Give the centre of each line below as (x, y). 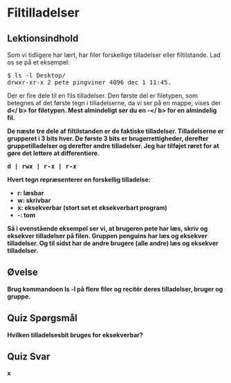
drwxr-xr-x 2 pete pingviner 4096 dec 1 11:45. (89, 82)
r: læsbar (30, 193)
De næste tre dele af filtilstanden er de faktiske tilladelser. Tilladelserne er (115, 131)
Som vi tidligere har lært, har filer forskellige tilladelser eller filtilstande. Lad (114, 55)
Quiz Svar (29, 357)
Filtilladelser (43, 13)
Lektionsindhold (43, 38)
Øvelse (22, 273)
